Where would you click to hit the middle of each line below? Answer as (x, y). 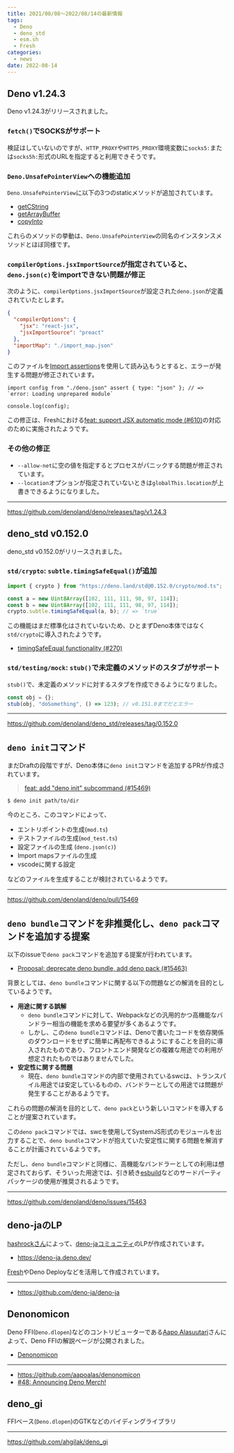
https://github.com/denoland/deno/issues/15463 (77, 1202)
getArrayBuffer (39, 214)
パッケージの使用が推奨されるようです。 (65, 1181)
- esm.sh (26, 40)
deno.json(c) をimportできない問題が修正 (76, 275)
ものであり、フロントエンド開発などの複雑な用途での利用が (137, 1050)
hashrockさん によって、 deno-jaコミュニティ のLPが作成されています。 (108, 1243)
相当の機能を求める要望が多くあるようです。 (116, 1024)
